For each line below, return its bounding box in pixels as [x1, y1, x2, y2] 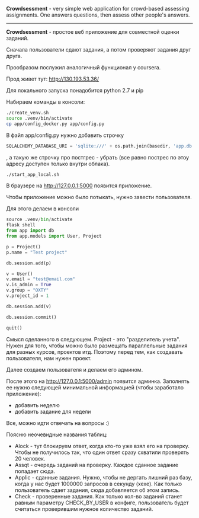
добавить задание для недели [14, 408, 91, 415]
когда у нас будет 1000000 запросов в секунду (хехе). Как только [14, 480, 182, 487]
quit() [6, 325, 23, 331]
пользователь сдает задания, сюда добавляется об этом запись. [14, 486, 180, 494]
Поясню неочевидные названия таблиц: [6, 431, 108, 438]
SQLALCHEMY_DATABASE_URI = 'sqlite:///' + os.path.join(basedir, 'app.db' [6, 143, 195, 149]
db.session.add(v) [6, 303, 52, 309]
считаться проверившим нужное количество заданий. [14, 505, 153, 512]
